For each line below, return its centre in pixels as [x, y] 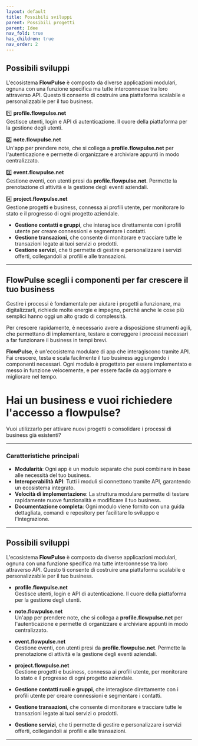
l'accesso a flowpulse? [64, 412]
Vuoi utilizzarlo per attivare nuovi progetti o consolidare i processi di [89, 429]
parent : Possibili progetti [41, 22]
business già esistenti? [34, 435]
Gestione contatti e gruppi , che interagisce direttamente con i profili [98, 225]
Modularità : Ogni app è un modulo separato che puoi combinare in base [102, 469]
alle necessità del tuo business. [53, 475]
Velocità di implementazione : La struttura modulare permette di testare [102, 494]
